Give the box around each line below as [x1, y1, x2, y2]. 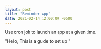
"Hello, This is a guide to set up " [5, 38, 71, 44]
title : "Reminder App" [5, 12, 51, 16]
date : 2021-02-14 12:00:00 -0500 [5, 16, 72, 21]
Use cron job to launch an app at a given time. [5, 29, 97, 35]
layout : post [5, 7, 31, 12]
